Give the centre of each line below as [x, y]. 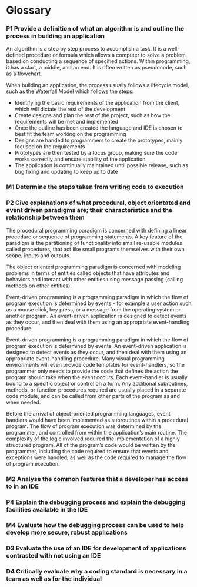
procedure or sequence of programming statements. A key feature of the [94, 237]
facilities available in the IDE [47, 509]
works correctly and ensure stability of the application [80, 159]
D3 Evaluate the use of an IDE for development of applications [96, 548]
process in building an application [55, 36]
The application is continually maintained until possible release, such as [101, 165]
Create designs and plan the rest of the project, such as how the [92, 115]
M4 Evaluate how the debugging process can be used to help [95, 525]
